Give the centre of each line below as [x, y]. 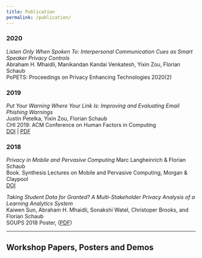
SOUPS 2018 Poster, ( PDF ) [39, 223]
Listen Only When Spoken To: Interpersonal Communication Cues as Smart [99, 51]
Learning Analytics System [40, 204]
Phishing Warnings [29, 112]
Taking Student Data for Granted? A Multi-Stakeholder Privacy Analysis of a [101, 197]
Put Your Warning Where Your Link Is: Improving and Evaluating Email [93, 106]
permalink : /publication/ [38, 17]
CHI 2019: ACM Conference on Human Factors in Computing [81, 125]
